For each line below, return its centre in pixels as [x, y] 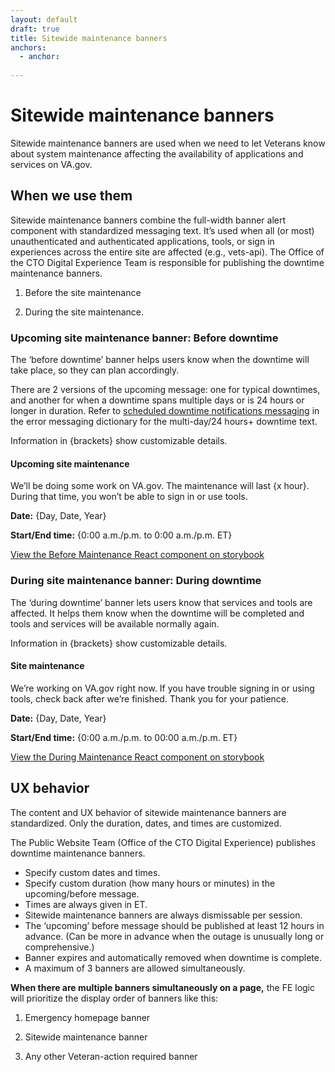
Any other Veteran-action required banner [111, 1056]
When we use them [71, 196]
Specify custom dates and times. [92, 872]
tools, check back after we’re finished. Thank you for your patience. [150, 698]
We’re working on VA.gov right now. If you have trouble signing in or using [162, 688]
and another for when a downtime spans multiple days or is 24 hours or [157, 400]
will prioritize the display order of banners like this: [114, 998]
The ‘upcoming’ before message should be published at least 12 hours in [174, 925]
